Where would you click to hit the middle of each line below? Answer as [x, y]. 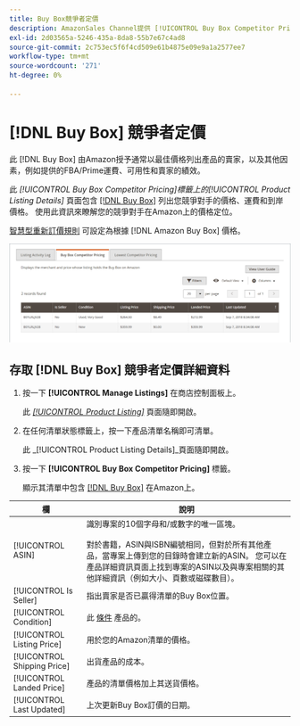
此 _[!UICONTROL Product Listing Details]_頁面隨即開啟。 [128, 450]
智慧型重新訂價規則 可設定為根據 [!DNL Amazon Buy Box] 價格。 [127, 230]
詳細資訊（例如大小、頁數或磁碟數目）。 [167, 577]
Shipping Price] [42, 665]
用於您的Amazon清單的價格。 [141, 639]
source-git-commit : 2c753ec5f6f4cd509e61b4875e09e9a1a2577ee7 [127, 47]
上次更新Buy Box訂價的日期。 [141, 705]
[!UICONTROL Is [43, 591]
